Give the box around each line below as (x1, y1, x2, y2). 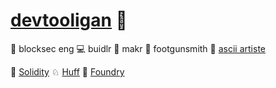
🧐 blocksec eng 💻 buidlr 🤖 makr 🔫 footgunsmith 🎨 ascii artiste (10, 42, 266, 54)
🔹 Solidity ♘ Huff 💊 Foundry (10, 65, 125, 78)
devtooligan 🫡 (10, 9, 128, 32)
